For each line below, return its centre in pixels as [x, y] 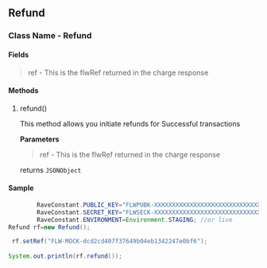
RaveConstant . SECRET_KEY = [80, 212]
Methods [23, 91]
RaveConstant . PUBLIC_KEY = [80, 205]
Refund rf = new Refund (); [49, 227]
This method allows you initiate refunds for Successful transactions [130, 123]
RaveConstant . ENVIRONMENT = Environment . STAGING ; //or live [135, 219]
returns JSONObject [50, 169]
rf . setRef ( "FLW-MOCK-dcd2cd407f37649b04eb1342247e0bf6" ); [110, 242]
